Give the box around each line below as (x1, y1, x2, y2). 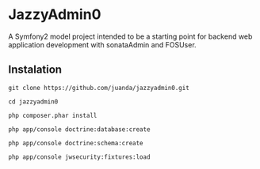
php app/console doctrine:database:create (8, 125, 151, 133)
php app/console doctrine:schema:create (8, 139, 144, 147)
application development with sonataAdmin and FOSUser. (8, 39, 197, 49)
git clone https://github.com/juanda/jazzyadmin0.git (8, 84, 190, 92)
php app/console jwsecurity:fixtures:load (8, 152, 151, 161)
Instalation (8, 63, 62, 77)
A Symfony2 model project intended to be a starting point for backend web (8, 32, 253, 41)
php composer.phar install (8, 111, 97, 119)
